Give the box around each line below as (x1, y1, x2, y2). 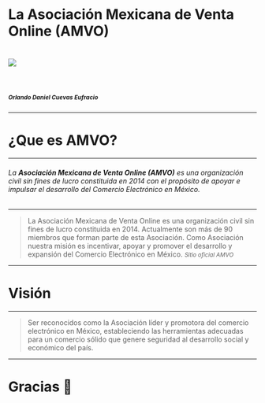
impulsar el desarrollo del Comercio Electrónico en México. (8, 184, 200, 194)
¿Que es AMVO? (8, 131, 118, 150)
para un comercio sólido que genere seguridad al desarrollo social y (27, 335, 249, 344)
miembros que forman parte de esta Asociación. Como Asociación (27, 233, 244, 242)
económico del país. (27, 343, 94, 353)
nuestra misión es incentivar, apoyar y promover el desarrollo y (27, 242, 233, 251)
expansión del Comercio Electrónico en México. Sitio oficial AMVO (27, 250, 234, 259)
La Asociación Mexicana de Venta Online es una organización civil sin (27, 216, 255, 226)
